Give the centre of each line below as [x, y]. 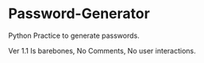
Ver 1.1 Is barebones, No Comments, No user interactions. [102, 50]
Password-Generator [79, 14]
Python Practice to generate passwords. [74, 35]
